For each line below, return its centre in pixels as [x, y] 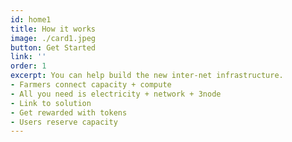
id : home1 [31, 19]
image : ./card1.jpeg [53, 38]
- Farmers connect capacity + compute [91, 85]
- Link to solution [51, 103]
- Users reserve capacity [64, 122]
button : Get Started [53, 47]
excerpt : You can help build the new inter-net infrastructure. [147, 76]
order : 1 [28, 66]
